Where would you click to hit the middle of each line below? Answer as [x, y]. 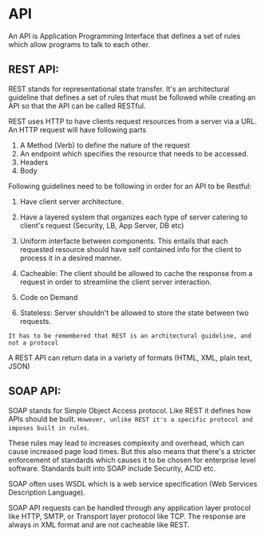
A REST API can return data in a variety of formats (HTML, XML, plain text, [131, 357]
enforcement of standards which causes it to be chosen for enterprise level [132, 460]
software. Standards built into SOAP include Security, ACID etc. [112, 468]
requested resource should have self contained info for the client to [131, 249]
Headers [34, 162]
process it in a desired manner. [71, 258]
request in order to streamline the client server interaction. [116, 282]
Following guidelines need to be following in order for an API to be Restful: [130, 186]
